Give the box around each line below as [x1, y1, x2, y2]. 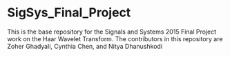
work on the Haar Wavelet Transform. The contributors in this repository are [7, 34, 223, 43]
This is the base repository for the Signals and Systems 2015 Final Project [7, 27, 216, 36]
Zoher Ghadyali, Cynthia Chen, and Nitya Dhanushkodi [7, 42, 163, 50]
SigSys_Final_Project [7, 5, 131, 21]
